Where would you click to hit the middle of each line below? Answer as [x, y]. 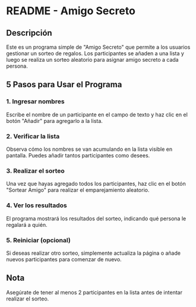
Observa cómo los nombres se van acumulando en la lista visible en [89, 149]
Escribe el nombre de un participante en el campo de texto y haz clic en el [97, 115]
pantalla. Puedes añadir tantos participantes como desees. [78, 155]
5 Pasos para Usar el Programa [64, 85]
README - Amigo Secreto [71, 11]
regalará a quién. [27, 224]
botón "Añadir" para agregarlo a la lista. [54, 121]
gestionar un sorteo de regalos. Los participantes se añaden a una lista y [95, 53]
